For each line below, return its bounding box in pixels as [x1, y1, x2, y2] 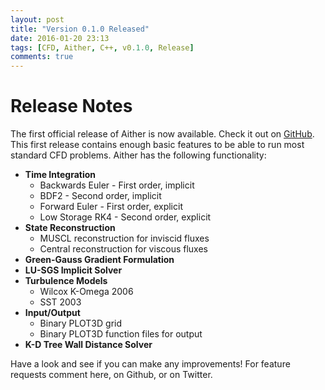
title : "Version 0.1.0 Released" [10, 24, 150, 34]
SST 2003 [39, 296, 82, 308]
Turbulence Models [24, 275, 108, 287]
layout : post [10, 14, 65, 25]
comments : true [10, 52, 74, 62]
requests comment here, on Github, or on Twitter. [10, 369, 213, 381]
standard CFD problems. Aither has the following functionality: [10, 149, 267, 161]
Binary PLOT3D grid [39, 317, 123, 330]
